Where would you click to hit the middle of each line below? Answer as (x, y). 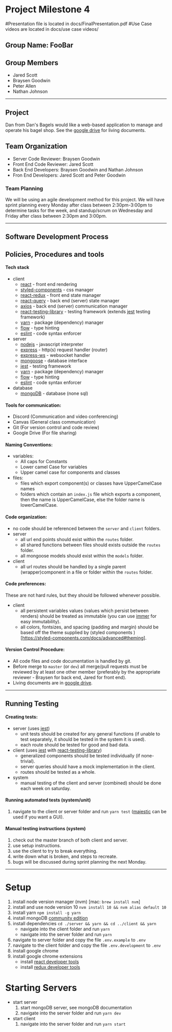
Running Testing (32, 704)
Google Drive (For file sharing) (45, 433)
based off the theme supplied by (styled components (76, 632)
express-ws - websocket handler (55, 355)
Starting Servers (41, 988)
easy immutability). (40, 621)
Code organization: (26, 517)
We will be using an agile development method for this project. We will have (85, 200)
